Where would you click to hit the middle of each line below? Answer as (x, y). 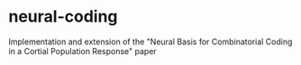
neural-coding (63, 17)
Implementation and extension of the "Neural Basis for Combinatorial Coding (150, 42)
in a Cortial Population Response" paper (82, 51)
